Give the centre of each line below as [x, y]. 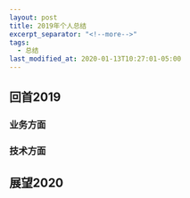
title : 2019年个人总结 [48, 26]
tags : [19, 42]
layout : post [33, 17]
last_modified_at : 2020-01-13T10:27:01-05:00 [95, 59]
